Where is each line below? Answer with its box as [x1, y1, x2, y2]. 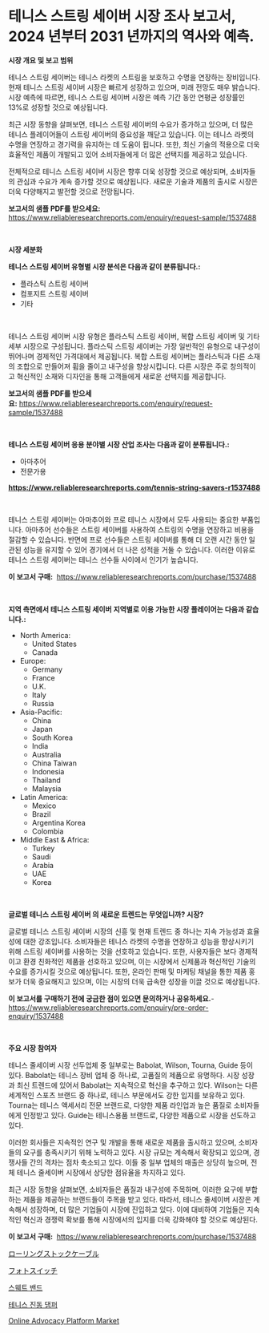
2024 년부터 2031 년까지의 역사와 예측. [8, 27, 255, 46]
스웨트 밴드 [8, 1283, 43, 1292]
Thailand [31, 775, 62, 785]
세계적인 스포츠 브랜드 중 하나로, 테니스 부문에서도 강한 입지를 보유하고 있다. [8, 1090, 246, 1100]
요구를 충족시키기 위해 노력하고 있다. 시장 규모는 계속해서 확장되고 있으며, [22, 1147, 252, 1157]
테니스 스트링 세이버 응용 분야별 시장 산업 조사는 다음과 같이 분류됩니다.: [8, 439, 230, 449]
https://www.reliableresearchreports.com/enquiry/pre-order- [8, 1003, 209, 1012]
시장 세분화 [8, 244, 42, 254]
